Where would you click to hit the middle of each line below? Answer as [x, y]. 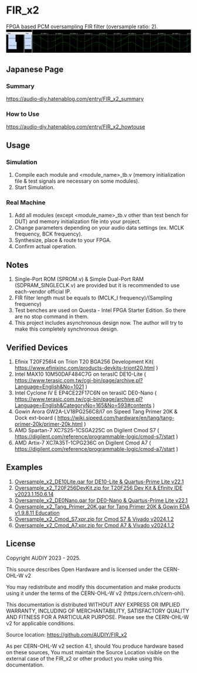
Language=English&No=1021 [49, 387]
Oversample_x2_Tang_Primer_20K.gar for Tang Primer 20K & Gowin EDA [102, 506]
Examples [24, 467]
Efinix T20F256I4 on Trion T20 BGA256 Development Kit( [84, 362]
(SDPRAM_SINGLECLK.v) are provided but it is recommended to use [97, 285]
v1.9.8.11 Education [37, 513]
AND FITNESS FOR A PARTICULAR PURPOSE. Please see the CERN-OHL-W [98, 617]
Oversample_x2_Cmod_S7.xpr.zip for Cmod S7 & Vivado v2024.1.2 [94, 519]
